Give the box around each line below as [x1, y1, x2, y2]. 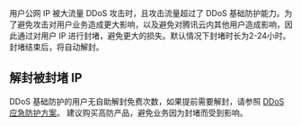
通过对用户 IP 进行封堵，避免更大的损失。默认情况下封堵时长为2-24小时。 [16, 31, 291, 40]
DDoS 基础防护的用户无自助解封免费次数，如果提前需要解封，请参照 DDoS [9, 95, 285, 106]
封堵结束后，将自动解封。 [9, 41, 104, 52]
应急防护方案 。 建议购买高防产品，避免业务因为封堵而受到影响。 [9, 107, 248, 118]
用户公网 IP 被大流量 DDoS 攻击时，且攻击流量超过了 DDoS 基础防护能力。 [9, 8, 285, 18]
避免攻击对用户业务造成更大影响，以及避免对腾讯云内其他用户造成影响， [16, 19, 285, 30]
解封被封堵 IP [9, 70, 83, 85]
